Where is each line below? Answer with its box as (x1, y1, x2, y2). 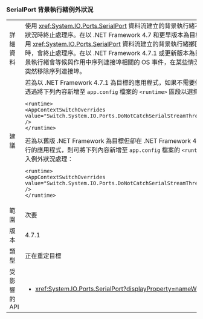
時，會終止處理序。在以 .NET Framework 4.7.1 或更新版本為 (25, 49, 195, 58)
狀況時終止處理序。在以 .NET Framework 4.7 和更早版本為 (25, 31, 190, 39)
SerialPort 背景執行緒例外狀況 (6, 5, 94, 13)
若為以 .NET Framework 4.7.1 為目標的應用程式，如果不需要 (25, 79, 195, 87)
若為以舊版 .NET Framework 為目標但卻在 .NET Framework (25, 137, 192, 145)
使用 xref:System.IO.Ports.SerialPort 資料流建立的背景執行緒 (25, 22, 195, 30)
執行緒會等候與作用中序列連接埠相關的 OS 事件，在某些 (31, 58, 188, 67)
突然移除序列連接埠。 (25, 67, 86, 76)
